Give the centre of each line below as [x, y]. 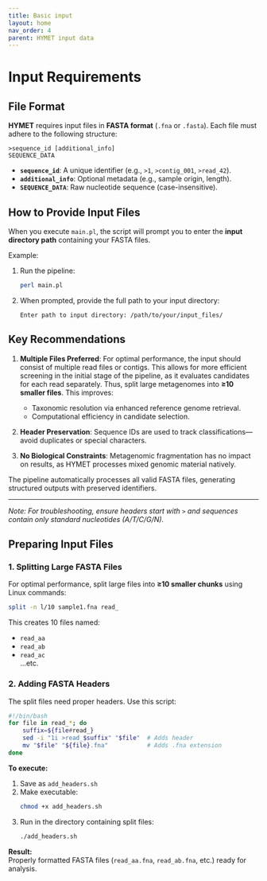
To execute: [28, 768]
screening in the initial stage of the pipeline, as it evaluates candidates [135, 376]
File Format [37, 106]
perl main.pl [41, 286]
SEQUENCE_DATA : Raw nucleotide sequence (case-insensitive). [119, 187]
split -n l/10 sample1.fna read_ [64, 607]
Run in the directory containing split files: [87, 821]
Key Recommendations [67, 339]
